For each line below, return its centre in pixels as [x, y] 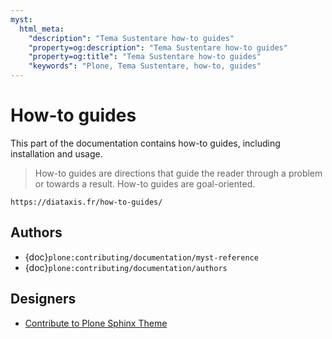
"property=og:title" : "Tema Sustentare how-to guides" [145, 57]
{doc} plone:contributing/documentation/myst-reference [141, 257]
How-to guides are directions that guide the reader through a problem [178, 173]
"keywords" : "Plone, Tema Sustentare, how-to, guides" [145, 66]
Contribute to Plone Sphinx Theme [96, 323]
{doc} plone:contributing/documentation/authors [126, 267]
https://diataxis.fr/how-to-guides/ [86, 202]
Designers [43, 299]
